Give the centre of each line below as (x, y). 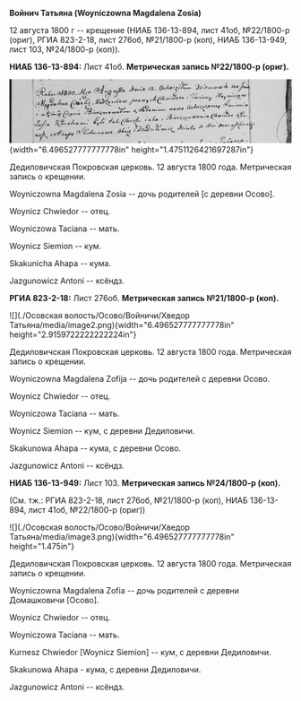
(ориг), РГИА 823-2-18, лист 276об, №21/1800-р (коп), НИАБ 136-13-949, (148, 40)
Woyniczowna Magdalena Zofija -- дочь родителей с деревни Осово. (140, 379)
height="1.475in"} (42, 547)
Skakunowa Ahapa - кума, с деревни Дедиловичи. (105, 670)
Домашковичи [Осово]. (54, 601)
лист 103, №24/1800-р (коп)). (65, 49)
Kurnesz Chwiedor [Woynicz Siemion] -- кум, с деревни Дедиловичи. (140, 653)
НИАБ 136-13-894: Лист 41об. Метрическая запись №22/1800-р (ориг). (149, 67)
